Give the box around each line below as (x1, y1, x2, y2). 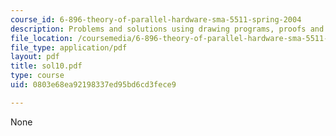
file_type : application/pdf (10, 42, 128, 53)
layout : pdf (10, 52, 60, 62)
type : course (10, 71, 65, 81)
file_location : (10, 33, 74, 43)
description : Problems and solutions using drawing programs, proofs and (10, 24, 325, 34)
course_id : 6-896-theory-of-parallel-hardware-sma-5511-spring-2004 (10, 14, 302, 25)
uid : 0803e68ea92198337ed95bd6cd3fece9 (10, 80, 177, 90)
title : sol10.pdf (10, 61, 83, 71)
